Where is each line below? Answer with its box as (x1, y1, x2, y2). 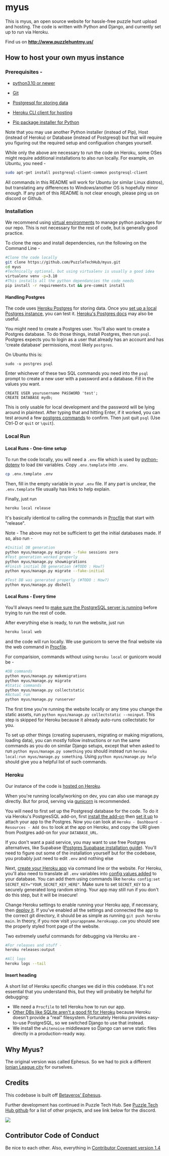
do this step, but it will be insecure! (5, 892, 78, 898)
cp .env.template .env (5, 472, 53, 477)
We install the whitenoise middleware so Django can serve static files (12, 1025, 156, 1031)
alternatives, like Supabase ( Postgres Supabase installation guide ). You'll (5, 844, 156, 850)
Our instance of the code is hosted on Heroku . (5, 783, 102, 789)
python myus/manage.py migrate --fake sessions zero (5, 549, 119, 555)
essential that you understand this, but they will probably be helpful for (5, 989, 152, 995)
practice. (5, 230, 24, 236)
